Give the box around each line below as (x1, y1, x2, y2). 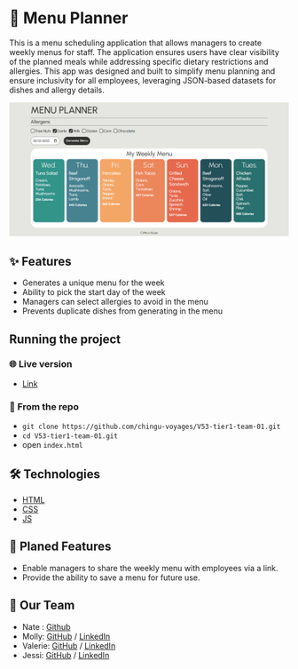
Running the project (9, 331, 122, 346)
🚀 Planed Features (9, 539, 112, 554)
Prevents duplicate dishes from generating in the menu (21, 306, 223, 316)
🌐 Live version (9, 358, 73, 370)
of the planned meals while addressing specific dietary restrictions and (9, 56, 269, 67)
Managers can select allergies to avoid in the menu (21, 297, 208, 307)
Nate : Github (21, 621, 71, 632)
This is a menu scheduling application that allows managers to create (9, 37, 263, 48)
